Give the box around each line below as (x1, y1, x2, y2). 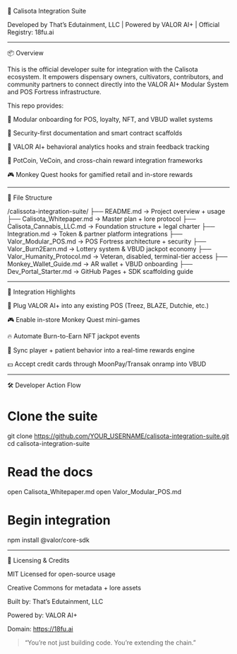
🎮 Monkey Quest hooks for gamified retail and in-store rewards (7, 171, 193, 178)
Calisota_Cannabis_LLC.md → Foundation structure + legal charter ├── (7, 222, 215, 230)
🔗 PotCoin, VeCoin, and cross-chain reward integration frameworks (7, 156, 203, 164)
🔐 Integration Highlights (7, 287, 76, 296)
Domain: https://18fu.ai (7, 624, 73, 633)
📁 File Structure (7, 193, 53, 202)
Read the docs (7, 464, 93, 481)
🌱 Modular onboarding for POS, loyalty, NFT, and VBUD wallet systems (7, 115, 213, 123)
